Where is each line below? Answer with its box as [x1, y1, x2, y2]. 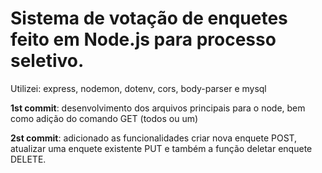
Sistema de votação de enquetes [10, 7, 288, 30]
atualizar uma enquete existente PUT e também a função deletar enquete [10, 142, 313, 154]
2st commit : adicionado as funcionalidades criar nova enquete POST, [10, 132, 298, 144]
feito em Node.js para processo [10, 28, 277, 51]
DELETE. [10, 153, 47, 165]
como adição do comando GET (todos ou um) [10, 112, 199, 124]
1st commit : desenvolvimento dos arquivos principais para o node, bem [10, 102, 306, 114]
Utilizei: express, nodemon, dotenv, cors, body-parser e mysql [10, 82, 267, 94]
